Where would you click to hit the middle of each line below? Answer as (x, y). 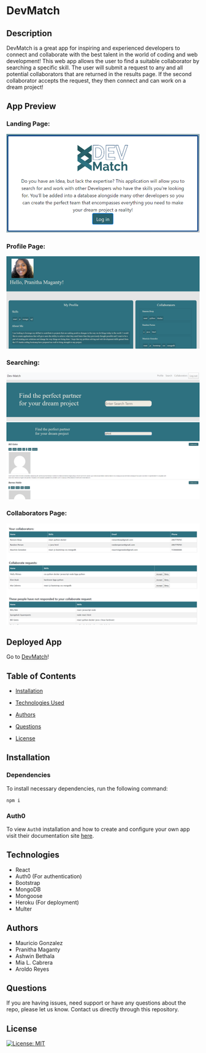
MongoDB (28, 889)
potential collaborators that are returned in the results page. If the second (99, 74)
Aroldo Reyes (32, 969)
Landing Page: (28, 124)
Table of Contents (41, 676)
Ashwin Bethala (35, 956)
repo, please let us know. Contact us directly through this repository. (93, 1009)
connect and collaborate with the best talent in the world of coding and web (102, 55)
